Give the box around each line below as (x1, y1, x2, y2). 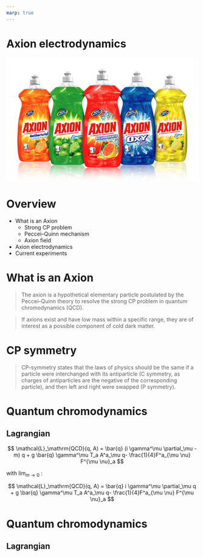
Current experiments (15, 250, 67, 257)
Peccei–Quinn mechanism (24, 230, 89, 237)
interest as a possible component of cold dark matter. (21, 322, 156, 329)
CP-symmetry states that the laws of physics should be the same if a (21, 363, 194, 371)
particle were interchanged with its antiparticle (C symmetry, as (21, 370, 181, 377)
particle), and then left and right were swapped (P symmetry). (21, 383, 176, 390)
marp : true (6, 10, 34, 16)
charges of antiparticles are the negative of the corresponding (21, 376, 177, 384)
